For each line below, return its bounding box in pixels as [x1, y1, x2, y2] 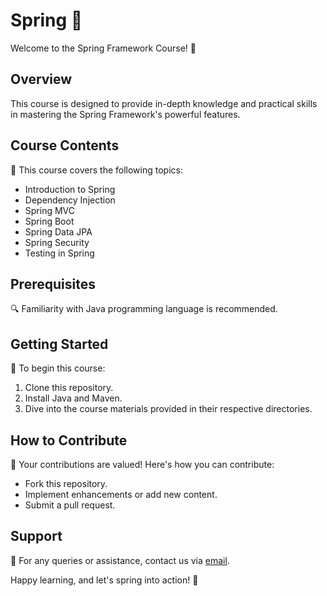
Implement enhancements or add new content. [24, 489, 218, 500]
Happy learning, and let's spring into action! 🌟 [10, 574, 199, 586]
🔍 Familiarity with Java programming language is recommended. [10, 303, 278, 315]
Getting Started [10, 335, 109, 353]
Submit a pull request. [24, 499, 116, 511]
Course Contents [10, 137, 120, 154]
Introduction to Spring [24, 183, 116, 195]
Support [10, 528, 63, 545]
